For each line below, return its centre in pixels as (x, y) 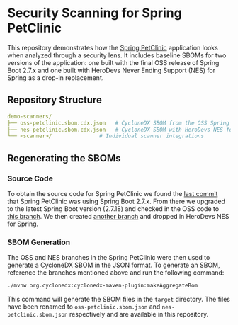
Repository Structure (55, 100)
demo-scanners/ (30, 116)
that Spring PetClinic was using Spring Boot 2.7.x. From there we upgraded (116, 201)
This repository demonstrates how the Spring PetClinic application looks (113, 47)
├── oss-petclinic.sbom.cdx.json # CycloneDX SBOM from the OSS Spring (119, 123)
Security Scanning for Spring (95, 13)
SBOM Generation (39, 242)
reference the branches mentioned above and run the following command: (116, 273)
